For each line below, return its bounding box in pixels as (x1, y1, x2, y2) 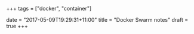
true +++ (6, 23, 29, 29)
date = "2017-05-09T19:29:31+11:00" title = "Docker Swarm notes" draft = (6, 16, 189, 23)
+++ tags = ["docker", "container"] (6, 5, 92, 12)
